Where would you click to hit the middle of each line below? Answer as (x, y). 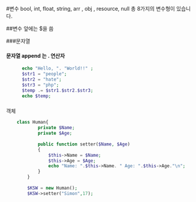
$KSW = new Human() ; (52, 188)
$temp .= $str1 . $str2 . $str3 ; (57, 90)
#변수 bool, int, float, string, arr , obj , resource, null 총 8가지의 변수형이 (91, 9)
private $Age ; (55, 133)
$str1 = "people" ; (44, 74)
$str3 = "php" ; (40, 85)
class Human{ (33, 122)
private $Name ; (56, 128)
